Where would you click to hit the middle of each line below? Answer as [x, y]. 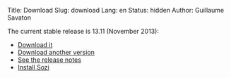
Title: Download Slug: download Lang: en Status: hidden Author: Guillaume [116, 10]
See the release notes [49, 60]
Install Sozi [33, 67]
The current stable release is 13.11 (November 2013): [83, 31]
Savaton [19, 18]
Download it [35, 45]
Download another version [56, 52]
